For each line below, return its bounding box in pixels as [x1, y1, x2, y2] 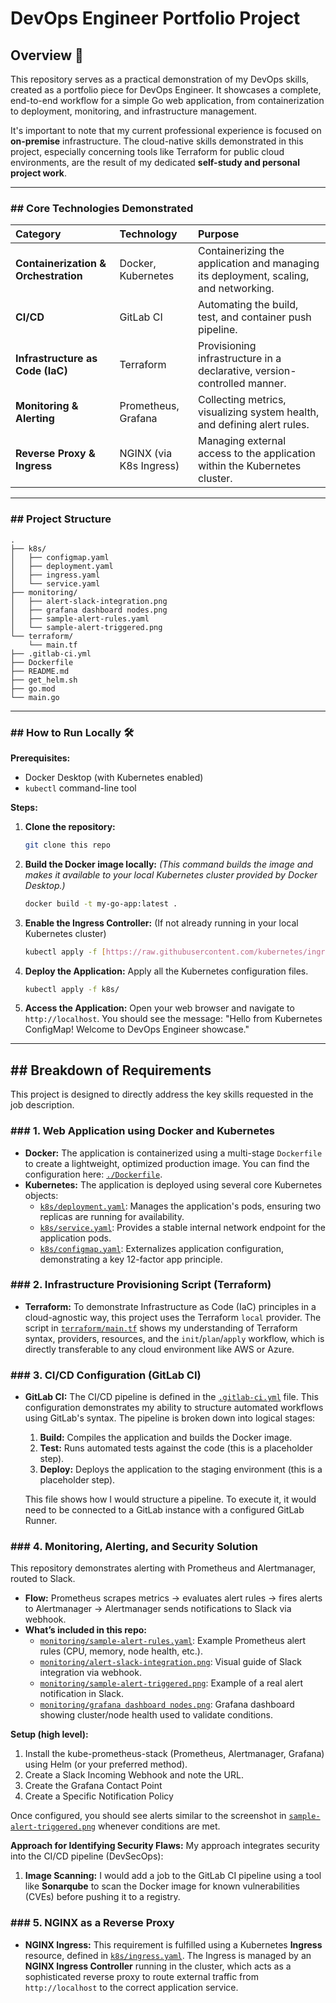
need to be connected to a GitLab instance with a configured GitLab [24, 1504, 305, 1516]
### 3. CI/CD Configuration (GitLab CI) [10, 1368, 202, 1382]
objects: [24, 1189, 59, 1201]
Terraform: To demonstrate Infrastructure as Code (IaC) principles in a [24, 1300, 317, 1312]
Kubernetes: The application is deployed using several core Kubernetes [24, 1178, 323, 1191]
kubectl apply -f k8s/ [24, 984, 120, 994]
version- [254, 364, 297, 378]
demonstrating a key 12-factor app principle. [39, 1253, 223, 1265]
